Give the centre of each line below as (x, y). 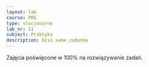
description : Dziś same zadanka (47, 40)
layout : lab (21, 12)
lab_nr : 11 (20, 29)
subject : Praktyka (29, 35)
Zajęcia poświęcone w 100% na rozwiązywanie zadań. (74, 58)
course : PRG (21, 18)
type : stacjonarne (29, 23)
